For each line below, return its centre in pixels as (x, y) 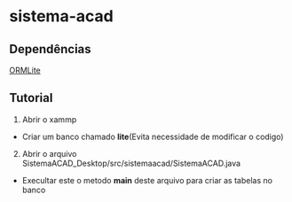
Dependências (50, 49)
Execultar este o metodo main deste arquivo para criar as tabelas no (147, 180)
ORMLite (25, 70)
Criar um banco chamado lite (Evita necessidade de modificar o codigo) (153, 136)
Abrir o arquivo (49, 153)
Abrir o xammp (49, 119)
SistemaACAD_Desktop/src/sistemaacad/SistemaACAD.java (131, 163)
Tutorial (31, 98)
